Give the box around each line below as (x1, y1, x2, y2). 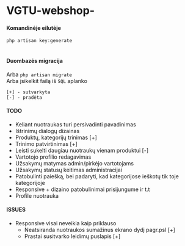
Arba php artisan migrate (6, 71, 72, 78)
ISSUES (6, 206, 26, 214)
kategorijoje (15, 179, 46, 186)
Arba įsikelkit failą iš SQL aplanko (6, 77, 87, 84)
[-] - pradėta (6, 94, 43, 101)
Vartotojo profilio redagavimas (15, 153, 92, 161)
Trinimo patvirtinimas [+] (15, 140, 78, 147)
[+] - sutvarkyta (6, 89, 51, 95)
